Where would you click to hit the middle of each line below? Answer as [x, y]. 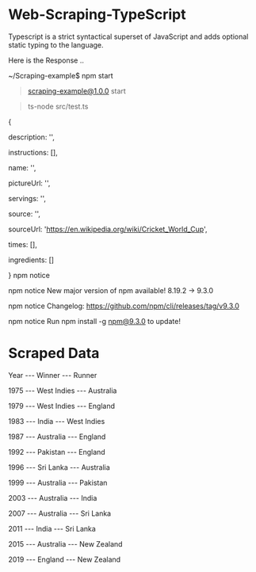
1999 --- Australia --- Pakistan [58, 482]
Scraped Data [54, 353]
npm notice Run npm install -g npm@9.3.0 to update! [94, 321]
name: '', [22, 167]
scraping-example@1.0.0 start [77, 91]
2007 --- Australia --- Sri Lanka [60, 513]
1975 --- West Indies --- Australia [63, 391]
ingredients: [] [31, 260]
